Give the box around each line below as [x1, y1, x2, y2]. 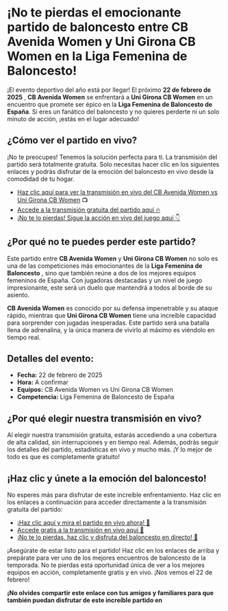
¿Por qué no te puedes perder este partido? [7, 236, 197, 248]
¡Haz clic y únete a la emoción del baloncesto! [7, 473, 207, 484]
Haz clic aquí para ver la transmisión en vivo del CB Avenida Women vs [16, 188, 218, 196]
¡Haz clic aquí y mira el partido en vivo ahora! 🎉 [16, 519, 151, 527]
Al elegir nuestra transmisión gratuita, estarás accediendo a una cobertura [7, 431, 217, 439]
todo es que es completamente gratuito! [7, 453, 121, 461]
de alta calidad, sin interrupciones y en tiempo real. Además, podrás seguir [7, 438, 219, 447]
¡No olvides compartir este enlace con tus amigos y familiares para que [7, 589, 214, 597]
